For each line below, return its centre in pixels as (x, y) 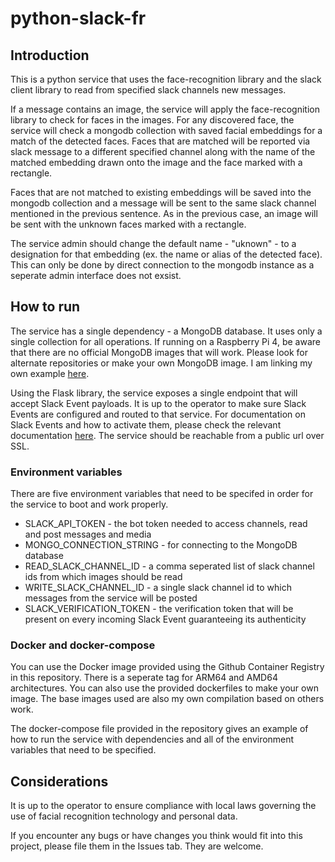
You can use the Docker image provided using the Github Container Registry (167, 667)
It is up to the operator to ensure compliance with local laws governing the (163, 806)
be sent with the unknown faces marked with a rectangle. (128, 224)
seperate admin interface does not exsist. (96, 275)
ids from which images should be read (103, 577)
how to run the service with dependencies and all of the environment (152, 739)
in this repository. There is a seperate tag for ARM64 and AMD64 (144, 678)
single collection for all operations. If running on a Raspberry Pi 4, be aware (165, 341)
